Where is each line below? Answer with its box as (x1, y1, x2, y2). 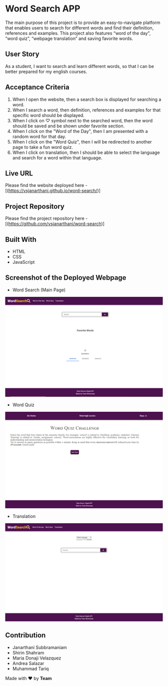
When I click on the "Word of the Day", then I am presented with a (12, 128, 148, 134)
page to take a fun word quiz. (12, 144, 73, 150)
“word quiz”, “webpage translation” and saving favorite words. (5, 35, 133, 41)
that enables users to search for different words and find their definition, (5, 24, 154, 30)
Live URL (5, 169, 33, 177)
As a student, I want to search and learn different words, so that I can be (5, 63, 154, 69)
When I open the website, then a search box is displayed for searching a (12, 96, 161, 102)
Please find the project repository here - (5, 215, 88, 221)
